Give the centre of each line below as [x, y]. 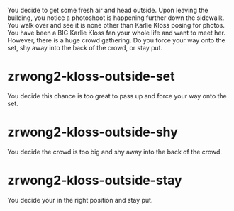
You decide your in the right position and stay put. [80, 200]
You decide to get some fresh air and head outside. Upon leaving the [108, 10]
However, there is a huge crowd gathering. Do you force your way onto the [116, 40]
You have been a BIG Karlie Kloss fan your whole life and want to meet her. [116, 33]
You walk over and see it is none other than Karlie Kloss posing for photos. [116, 25]
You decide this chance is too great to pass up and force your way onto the [117, 96]
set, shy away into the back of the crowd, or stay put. [85, 48]
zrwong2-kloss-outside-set [91, 76]
